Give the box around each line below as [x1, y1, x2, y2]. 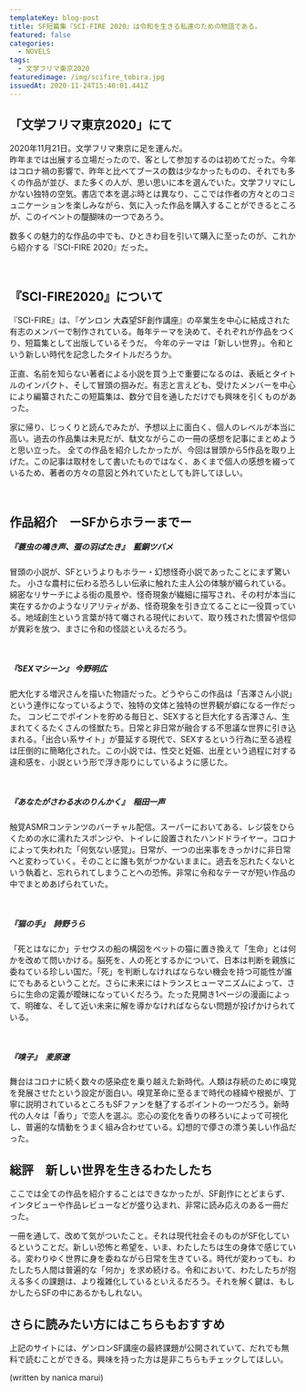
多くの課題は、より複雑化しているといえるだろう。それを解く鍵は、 [25, 1276, 280, 1287]
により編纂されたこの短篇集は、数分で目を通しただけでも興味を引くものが [9, 391, 289, 402]
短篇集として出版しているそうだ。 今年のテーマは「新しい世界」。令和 [25, 338, 287, 349]
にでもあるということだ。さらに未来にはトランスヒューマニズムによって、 [9, 977, 288, 988]
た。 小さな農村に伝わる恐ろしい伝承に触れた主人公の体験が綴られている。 [9, 578, 291, 589]
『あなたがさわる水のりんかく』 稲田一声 [9, 796, 166, 807]
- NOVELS [17, 47, 51, 56]
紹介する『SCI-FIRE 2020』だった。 [16, 242, 153, 253]
